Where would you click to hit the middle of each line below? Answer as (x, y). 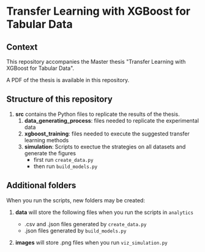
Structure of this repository (60, 99)
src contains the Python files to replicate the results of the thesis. (97, 114)
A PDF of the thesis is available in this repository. (68, 80)
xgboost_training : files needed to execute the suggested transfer (107, 134)
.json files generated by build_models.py (75, 231)
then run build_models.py (65, 166)
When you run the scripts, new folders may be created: (76, 200)
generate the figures (50, 153)
